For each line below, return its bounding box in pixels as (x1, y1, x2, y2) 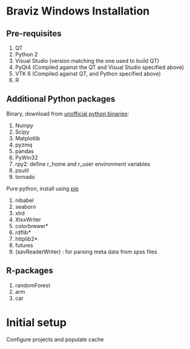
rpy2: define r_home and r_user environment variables (15, 160, 151, 168)
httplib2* (15, 235, 38, 243)
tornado (15, 173, 35, 180)
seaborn (15, 203, 36, 210)
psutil (15, 166, 29, 174)
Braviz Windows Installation (6, 4, 150, 18)
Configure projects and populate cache (6, 336, 104, 343)
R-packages (6, 266, 53, 276)
